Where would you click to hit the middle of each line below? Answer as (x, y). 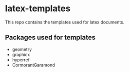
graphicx (21, 54)
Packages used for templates (50, 37)
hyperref (21, 60)
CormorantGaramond (33, 65)
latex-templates (38, 9)
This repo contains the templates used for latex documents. (65, 22)
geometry (22, 49)
